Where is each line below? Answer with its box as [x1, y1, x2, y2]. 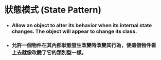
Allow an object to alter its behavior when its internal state [11, 22, 152, 29]
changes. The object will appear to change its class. [11, 28, 137, 35]
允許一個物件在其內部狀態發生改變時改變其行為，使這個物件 [11, 42, 151, 49]
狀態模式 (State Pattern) [4, 4, 102, 15]
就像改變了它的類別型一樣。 [21, 49, 87, 56]
